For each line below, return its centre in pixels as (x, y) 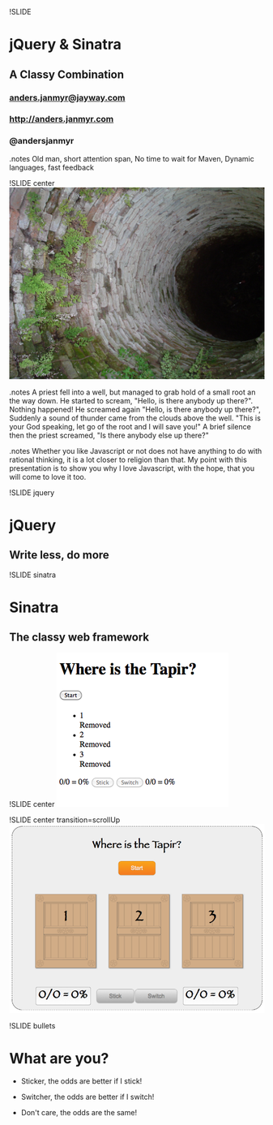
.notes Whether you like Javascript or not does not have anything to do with (136, 450)
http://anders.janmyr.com (62, 119)
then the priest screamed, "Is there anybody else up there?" (109, 435)
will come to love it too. (48, 476)
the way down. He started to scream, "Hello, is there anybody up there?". (131, 400)
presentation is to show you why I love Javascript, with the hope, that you (132, 468)
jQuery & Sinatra (66, 45)
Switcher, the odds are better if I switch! (87, 1097)
